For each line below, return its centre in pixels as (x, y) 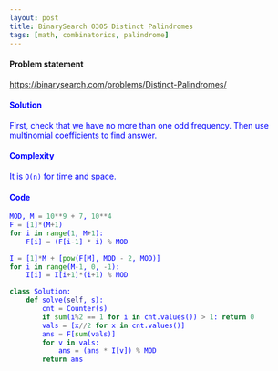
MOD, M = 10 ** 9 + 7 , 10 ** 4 (61, 216)
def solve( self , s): (65, 300)
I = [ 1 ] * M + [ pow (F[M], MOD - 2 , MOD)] (85, 258)
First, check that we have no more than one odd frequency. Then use (139, 125)
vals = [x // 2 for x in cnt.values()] (113, 325)
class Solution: (40, 292)
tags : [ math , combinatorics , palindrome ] (89, 35)
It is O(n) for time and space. (63, 176)
